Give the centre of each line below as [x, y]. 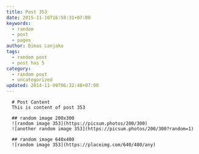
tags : [13, 52]
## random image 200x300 [43, 118]
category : [19, 68]
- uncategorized [32, 80]
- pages [22, 40]
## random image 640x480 [43, 139]
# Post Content [31, 102]
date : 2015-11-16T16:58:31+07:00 [49, 18]
